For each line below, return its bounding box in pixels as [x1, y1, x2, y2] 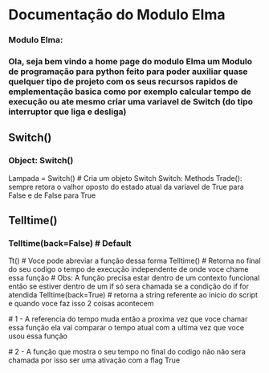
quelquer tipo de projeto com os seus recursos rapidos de [8, 76, 238, 88]
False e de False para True [8, 191, 96, 200]
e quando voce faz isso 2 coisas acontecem [8, 299, 154, 309]
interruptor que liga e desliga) [8, 106, 127, 117]
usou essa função [8, 331, 68, 341]
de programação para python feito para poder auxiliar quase [8, 66, 248, 77]
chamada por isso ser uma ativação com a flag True [8, 355, 181, 365]
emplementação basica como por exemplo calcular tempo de [8, 86, 251, 97]
